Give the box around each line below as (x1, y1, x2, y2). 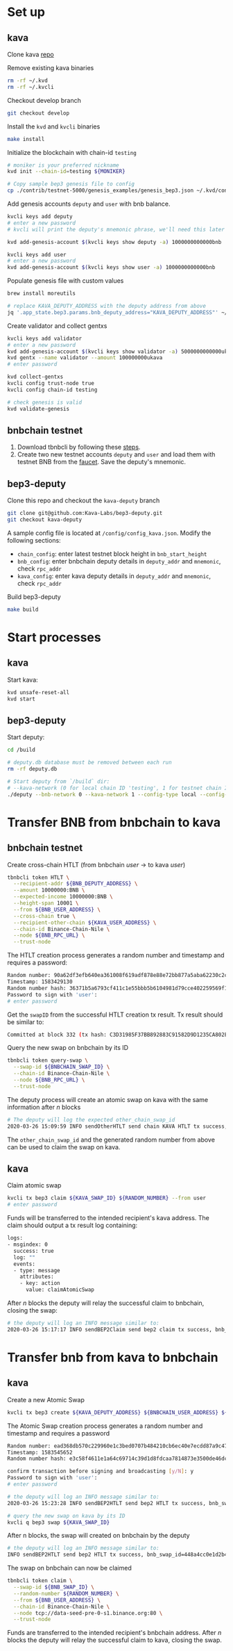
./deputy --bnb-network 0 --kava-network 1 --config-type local (7, 791, 197, 798)
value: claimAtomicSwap (25, 1286, 95, 1293)
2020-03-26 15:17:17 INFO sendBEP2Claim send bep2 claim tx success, (7, 1326, 213, 1333)
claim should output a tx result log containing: (7, 1221, 138, 1230)
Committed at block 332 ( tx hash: (7, 1031, 107, 1038)
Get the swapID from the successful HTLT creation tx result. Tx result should (7, 1010, 223, 1019)
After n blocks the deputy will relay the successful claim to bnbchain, (7, 1299, 205, 1307)
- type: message (13, 1267, 60, 1274)
